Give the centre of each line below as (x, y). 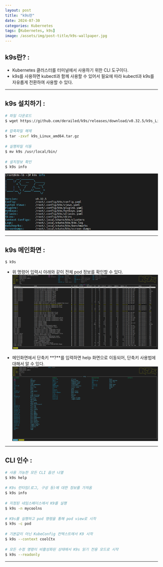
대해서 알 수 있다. (28, 363)
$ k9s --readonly (23, 554)
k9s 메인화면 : (25, 250)
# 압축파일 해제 (18, 131)
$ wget (12, 121)
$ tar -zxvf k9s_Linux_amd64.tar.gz (42, 136)
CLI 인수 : (19, 460)
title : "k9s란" (20, 15)
